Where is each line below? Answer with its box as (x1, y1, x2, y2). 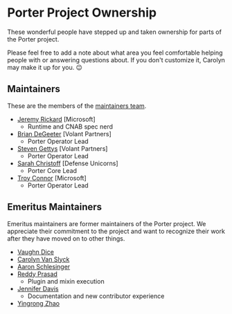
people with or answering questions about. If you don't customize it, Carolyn (7, 55, 225, 64)
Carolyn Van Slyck (17, 255, 70, 264)
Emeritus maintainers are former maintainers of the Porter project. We (7, 219, 206, 228)
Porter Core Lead (27, 166, 78, 174)
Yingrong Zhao (17, 299, 60, 307)
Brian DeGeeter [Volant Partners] (17, 129, 112, 138)
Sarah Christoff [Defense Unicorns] (17, 159, 119, 167)
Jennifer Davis (17, 284, 59, 293)
